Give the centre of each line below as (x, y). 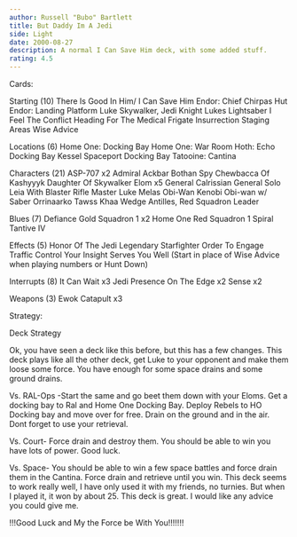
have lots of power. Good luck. (65, 450)
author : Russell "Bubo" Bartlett (71, 17)
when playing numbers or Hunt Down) (79, 264)
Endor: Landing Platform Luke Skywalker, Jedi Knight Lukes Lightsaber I (141, 111)
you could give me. (44, 505)
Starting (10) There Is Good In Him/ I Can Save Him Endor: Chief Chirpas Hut (148, 101)
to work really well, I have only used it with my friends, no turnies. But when (147, 486)
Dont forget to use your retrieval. (69, 424)
